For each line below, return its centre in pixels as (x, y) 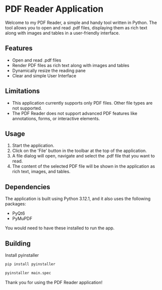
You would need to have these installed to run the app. (60, 228)
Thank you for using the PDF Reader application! (54, 282)
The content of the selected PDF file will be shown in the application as (83, 166)
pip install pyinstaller (30, 264)
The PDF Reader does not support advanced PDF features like (75, 113)
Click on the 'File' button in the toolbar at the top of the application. (80, 151)
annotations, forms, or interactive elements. (56, 118)
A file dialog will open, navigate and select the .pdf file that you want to (83, 156)
